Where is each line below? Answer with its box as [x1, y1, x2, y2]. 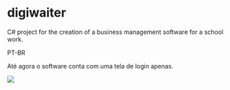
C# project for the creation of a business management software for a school [7, 28, 224, 36]
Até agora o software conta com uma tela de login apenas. [7, 62, 174, 70]
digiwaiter [7, 5, 67, 21]
